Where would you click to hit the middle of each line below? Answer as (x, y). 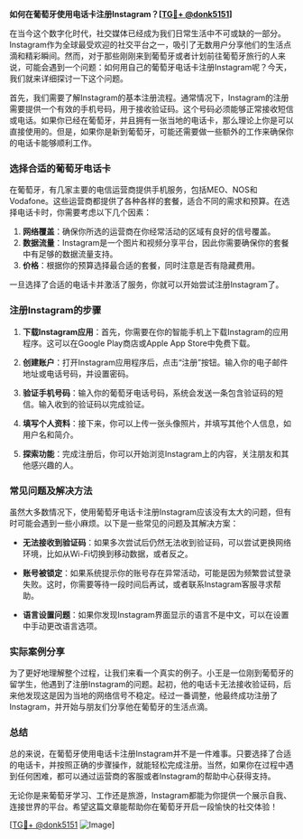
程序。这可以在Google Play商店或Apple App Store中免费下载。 (138, 343)
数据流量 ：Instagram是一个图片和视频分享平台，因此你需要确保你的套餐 (156, 243)
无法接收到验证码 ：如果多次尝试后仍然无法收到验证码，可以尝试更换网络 (156, 542)
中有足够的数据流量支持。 (70, 254)
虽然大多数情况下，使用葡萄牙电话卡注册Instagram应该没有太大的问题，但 (147, 512)
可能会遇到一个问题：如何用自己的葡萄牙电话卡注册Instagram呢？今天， (158, 67)
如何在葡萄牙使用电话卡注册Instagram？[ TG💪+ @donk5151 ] (121, 14)
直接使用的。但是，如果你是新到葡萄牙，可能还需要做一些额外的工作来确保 (147, 131)
